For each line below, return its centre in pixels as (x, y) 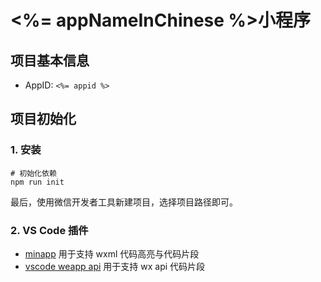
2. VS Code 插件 (49, 230)
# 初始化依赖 (33, 173)
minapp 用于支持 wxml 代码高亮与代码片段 (112, 253)
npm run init (37, 182)
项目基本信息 (50, 60)
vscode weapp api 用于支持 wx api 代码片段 (115, 266)
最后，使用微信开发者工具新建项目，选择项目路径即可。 (124, 202)
